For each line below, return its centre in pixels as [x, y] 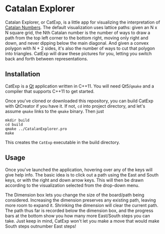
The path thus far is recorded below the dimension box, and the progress [79, 210]
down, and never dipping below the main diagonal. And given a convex [77, 43]
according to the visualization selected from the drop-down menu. [72, 185]
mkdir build [17, 120]
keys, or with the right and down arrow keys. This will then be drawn [74, 180]
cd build [14, 124]
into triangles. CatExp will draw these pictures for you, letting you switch [78, 53]
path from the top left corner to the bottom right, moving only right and [77, 38]
